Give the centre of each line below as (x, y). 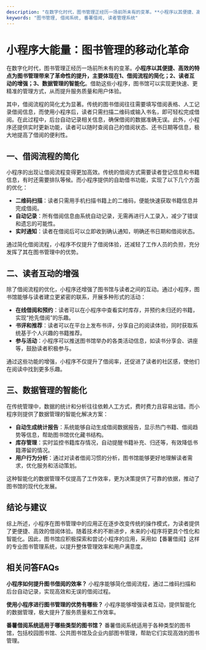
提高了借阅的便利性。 (44, 135)
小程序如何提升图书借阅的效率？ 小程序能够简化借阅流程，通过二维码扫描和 (101, 584)
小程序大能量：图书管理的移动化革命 (98, 50)
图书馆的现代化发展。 (33, 486)
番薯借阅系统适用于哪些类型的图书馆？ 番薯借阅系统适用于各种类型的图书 (98, 625)
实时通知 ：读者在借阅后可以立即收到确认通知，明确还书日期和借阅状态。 (106, 232)
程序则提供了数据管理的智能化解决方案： (57, 414)
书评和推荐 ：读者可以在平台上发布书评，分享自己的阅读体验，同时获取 (104, 326)
